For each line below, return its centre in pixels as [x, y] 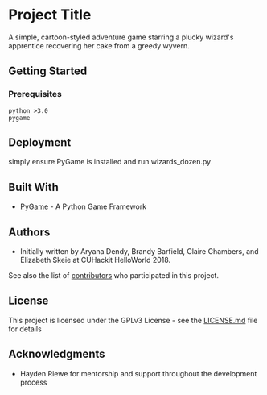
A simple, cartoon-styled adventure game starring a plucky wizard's [121, 37]
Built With [33, 187]
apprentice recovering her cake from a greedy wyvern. [99, 45]
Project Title [50, 15]
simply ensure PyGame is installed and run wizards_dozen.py [110, 162]
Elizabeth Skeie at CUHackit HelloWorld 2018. [95, 260]
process [33, 382]
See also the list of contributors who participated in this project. [114, 276]
